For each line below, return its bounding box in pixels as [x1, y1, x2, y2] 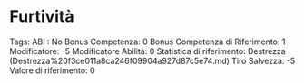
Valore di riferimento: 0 [9, 65, 95, 76]
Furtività [9, 6, 74, 27]
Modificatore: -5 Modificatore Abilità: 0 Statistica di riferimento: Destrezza [9, 45, 286, 56]
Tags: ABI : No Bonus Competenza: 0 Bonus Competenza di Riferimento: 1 [9, 36, 286, 47]
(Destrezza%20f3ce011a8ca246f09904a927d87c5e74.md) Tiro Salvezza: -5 [9, 55, 296, 66]
